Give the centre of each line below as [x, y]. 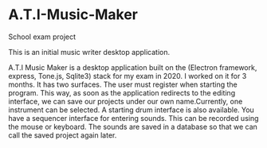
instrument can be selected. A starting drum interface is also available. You [132, 110]
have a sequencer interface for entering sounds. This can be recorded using [133, 118]
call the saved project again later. [63, 135]
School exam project [42, 37]
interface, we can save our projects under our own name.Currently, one [126, 101]
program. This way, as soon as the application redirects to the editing [122, 92]
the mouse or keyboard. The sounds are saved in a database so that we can [133, 127]
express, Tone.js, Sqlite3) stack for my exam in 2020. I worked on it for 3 [128, 76]
